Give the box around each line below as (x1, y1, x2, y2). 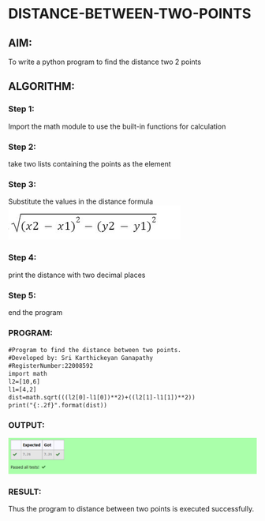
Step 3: (8, 178, 37, 189)
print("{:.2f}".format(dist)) (8, 402, 108, 410)
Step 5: (8, 290, 37, 301)
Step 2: (8, 141, 37, 152)
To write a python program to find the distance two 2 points (8, 57, 202, 66)
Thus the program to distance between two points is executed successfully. (8, 504, 255, 514)
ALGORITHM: (8, 80, 75, 93)
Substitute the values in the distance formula (8, 197, 154, 206)
